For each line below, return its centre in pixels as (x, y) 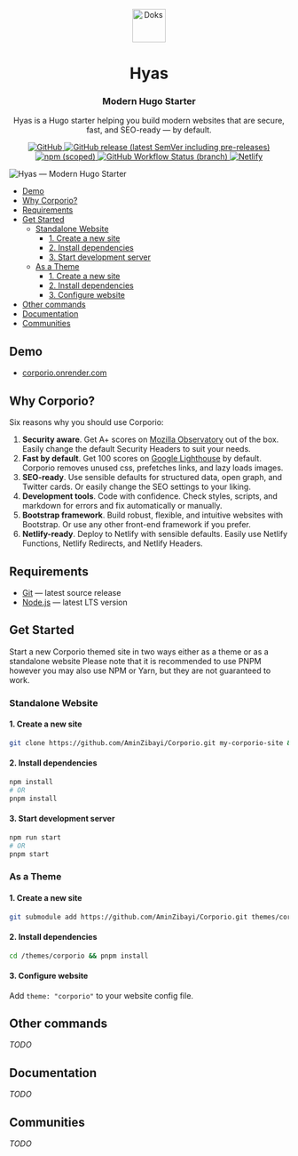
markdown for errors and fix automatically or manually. (122, 506)
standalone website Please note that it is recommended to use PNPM (135, 661)
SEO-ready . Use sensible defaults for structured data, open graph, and (152, 478)
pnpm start (29, 854)
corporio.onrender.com (64, 373)
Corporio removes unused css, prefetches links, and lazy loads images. (153, 468)
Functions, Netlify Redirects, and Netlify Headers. (112, 543)
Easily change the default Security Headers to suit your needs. (136, 449)
